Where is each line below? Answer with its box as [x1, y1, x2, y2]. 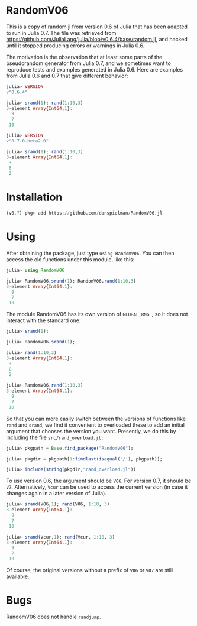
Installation [6, 190, 63, 204]
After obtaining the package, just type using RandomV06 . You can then [6, 249, 175, 257]
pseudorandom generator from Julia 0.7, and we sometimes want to [6, 60, 172, 67]
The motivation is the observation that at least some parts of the [6, 53, 163, 60]
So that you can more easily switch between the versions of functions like [6, 415, 186, 422]
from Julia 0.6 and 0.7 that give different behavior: [6, 72, 128, 79]
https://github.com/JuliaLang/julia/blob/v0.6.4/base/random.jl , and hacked [6, 35, 188, 43]
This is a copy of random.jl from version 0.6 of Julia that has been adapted [6, 23, 188, 30]
